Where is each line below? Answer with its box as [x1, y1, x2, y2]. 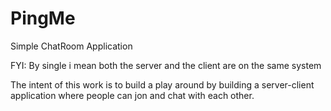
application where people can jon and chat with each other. [10, 89, 255, 101]
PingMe [10, 7, 76, 30]
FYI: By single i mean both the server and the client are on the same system [10, 59, 322, 71]
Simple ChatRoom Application [10, 40, 133, 52]
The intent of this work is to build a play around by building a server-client [10, 78, 315, 91]
